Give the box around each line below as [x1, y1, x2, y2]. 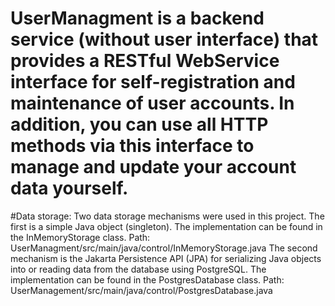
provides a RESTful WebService [10, 50, 280, 72]
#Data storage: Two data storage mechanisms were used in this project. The [10, 210, 325, 222]
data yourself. [10, 177, 129, 200]
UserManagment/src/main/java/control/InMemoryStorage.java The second [10, 242, 318, 254]
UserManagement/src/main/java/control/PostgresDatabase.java [10, 284, 273, 296]
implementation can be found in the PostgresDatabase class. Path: [10, 273, 285, 286]
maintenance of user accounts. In [10, 92, 295, 115]
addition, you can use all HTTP [10, 113, 269, 136]
